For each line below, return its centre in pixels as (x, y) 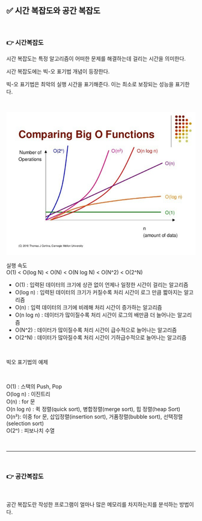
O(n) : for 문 (21, 401)
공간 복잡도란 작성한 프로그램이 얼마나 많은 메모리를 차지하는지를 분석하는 (92, 504)
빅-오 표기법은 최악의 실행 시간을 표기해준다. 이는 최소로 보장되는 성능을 (90, 84)
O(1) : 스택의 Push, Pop (34, 386)
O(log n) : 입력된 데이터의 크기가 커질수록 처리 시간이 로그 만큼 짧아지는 (99, 292)
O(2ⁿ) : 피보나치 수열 (31, 431)
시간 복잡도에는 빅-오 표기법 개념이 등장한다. (58, 72)
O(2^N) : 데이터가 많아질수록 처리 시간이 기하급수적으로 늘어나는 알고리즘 (101, 337)
